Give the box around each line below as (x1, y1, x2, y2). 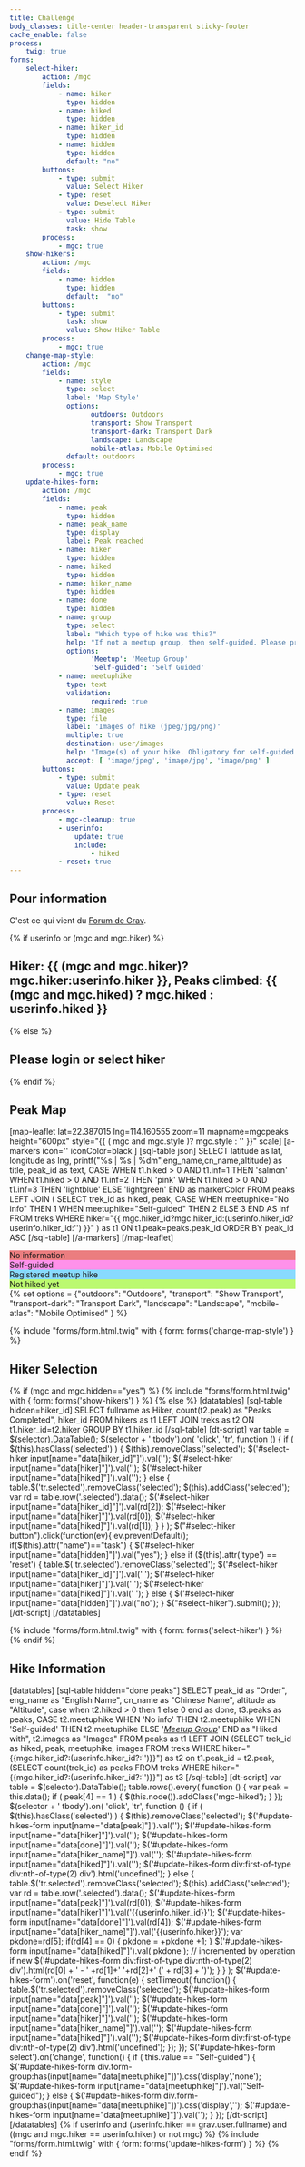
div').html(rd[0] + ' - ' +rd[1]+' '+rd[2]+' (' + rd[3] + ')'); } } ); (9, 1965, 234, 1975)
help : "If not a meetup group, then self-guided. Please (66, 637, 286, 647)
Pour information (9, 891, 107, 906)
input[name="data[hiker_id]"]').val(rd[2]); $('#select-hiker (9, 1502, 227, 1512)
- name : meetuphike (57, 672, 132, 681)
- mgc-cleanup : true (57, 815, 136, 824)
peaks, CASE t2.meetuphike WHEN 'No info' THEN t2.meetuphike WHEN (9, 1714, 281, 1725)
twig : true (25, 47, 67, 56)
